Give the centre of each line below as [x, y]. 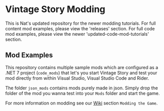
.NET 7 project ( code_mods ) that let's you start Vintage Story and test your [81, 73]
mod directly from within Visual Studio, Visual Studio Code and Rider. [77, 78]
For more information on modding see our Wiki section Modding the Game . [81, 103]
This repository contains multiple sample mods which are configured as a [82, 67]
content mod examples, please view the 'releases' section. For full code [80, 28]
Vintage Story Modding [55, 9]
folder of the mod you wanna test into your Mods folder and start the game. [83, 93]
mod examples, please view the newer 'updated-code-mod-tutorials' [77, 34]
